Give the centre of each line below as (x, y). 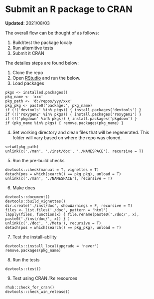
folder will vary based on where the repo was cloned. (67, 137)
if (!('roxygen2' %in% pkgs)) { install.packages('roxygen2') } (73, 114)
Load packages (28, 83)
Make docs (24, 188)
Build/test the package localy (42, 42)
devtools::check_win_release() (38, 291)
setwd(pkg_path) (22, 147)
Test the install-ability (34, 237)
